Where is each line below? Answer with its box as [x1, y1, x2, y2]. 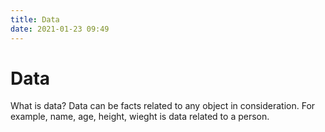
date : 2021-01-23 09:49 [10, 24, 110, 34]
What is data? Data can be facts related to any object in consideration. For [10, 100, 316, 112]
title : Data [10, 14, 60, 25]
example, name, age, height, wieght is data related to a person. [10, 111, 270, 123]
